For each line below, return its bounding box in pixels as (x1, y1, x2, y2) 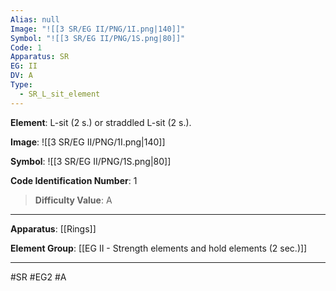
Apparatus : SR (10, 52, 70, 62)
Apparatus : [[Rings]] (10, 222, 97, 235)
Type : (10, 80, 33, 90)
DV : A (10, 71, 33, 81)
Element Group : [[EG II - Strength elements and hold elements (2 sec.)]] (10, 242, 308, 254)
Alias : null (10, 14, 60, 25)
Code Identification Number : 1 (10, 174, 138, 186)
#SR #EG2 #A (10, 271, 67, 283)
